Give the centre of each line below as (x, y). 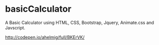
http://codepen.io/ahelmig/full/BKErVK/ (45, 37)
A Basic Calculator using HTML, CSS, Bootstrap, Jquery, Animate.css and (79, 22)
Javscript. (15, 27)
